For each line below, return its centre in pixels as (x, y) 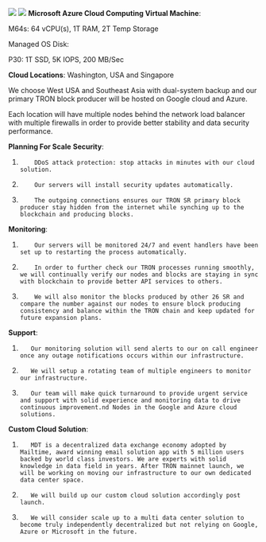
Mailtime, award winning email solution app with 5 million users (132, 452)
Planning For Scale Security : (56, 146)
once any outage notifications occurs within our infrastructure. (132, 356)
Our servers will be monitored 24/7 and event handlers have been (146, 245)
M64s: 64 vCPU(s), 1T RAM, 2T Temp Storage (83, 29)
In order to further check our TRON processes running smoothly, (145, 267)
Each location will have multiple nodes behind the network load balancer (127, 114)
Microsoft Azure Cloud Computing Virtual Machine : (114, 13)
